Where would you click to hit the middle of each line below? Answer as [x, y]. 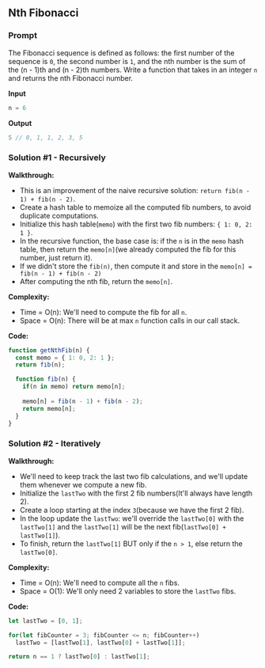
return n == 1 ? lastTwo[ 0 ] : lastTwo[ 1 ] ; [79, 657]
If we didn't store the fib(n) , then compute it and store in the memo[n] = [136, 266]
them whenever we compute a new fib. [83, 484]
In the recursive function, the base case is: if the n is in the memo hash [131, 241]
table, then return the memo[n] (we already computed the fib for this [128, 249]
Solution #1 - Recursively [57, 158]
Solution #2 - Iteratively [55, 444]
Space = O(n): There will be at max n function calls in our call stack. [130, 321]
